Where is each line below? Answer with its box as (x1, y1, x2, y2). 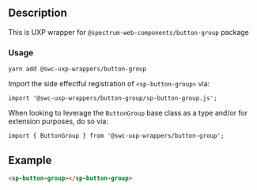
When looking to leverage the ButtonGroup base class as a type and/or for (8, 108, 248, 118)
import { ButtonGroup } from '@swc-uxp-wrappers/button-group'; (8, 132, 225, 140)
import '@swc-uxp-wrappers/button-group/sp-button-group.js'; (8, 94, 217, 102)
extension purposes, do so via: (8, 116, 109, 126)
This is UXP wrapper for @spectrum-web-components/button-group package (8, 27, 249, 36)
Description (8, 6, 67, 20)
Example (8, 154, 52, 167)
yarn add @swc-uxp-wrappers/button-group (8, 65, 147, 74)
